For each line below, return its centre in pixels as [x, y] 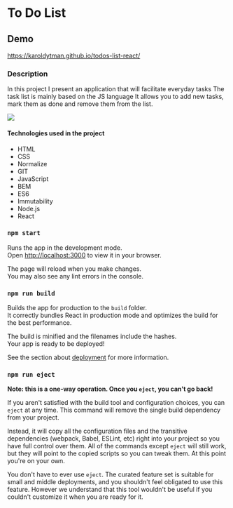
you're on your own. [36, 461]
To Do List [37, 13]
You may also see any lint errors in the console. [75, 276]
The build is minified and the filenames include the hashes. [92, 336]
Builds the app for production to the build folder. [77, 308]
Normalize [32, 163]
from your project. [33, 417]
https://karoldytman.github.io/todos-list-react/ [74, 55]
